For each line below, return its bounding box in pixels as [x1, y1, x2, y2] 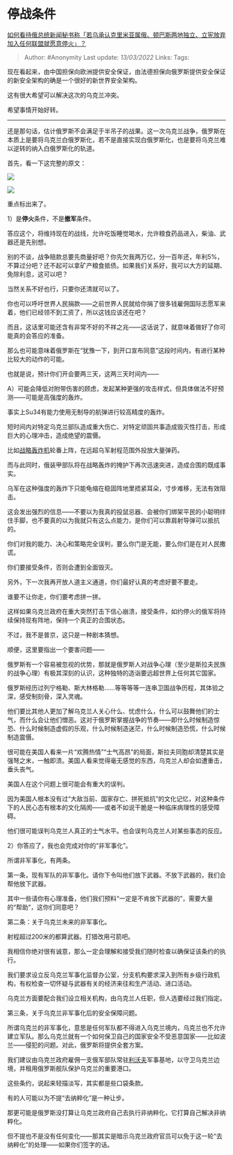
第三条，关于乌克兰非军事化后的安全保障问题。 [7, 1009, 141, 1017]
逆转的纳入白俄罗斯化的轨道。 [12, 144, 98, 153]
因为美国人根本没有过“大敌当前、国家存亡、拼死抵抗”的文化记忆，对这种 [7, 794, 214, 803]
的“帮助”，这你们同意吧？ [7, 902, 80, 911]
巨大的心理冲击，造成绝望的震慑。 [7, 431, 105, 439]
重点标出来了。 [7, 199, 50, 208]
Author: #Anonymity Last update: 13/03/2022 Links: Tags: [24, 53, 190, 61]
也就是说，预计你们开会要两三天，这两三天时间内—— [7, 369, 159, 378]
